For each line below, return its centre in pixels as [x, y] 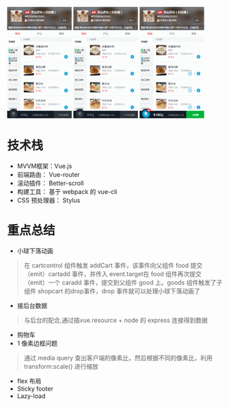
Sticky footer [35, 388]
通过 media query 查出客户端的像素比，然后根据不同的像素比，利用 [118, 358]
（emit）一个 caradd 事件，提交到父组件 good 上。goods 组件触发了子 [123, 282]
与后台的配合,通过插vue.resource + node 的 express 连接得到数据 [116, 320]
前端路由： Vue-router [48, 175]
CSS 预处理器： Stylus [49, 200]
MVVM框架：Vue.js [44, 166]
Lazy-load [31, 396]
